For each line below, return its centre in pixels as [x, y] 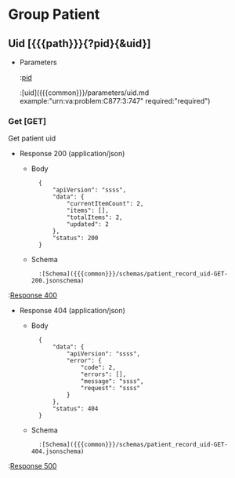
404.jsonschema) [58, 452]
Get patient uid [32, 138]
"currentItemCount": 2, [105, 204]
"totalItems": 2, [94, 217]
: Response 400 [33, 295]
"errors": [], [103, 374]
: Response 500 [33, 466]
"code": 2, [98, 368]
